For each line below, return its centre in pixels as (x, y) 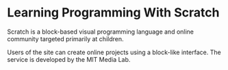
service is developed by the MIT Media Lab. (69, 59)
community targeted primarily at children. (66, 38)
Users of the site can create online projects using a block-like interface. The (114, 52)
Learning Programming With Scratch (113, 13)
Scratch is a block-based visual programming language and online (100, 32)
